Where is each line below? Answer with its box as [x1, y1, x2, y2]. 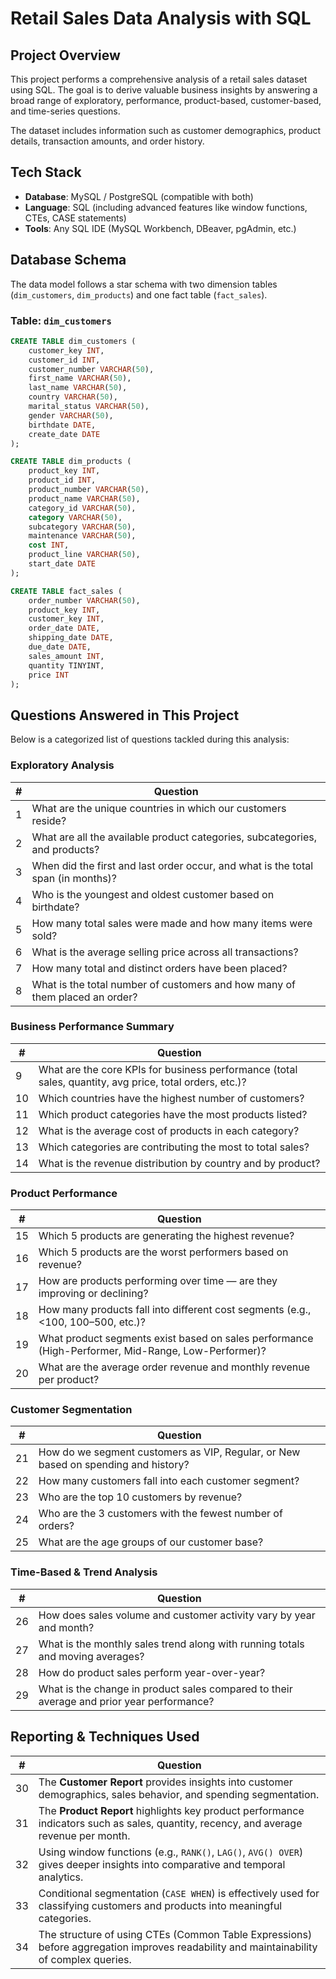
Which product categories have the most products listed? [38, 1107, 308, 1121]
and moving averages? [38, 1649, 145, 1663]
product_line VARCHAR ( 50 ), [28, 550, 141, 560]
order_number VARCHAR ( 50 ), [28, 595, 141, 606]
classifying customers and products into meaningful [38, 1898, 283, 1912]
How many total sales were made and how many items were [31, 916, 313, 930]
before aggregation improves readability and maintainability [38, 1940, 318, 1954]
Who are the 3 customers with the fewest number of [38, 1507, 283, 1521]
